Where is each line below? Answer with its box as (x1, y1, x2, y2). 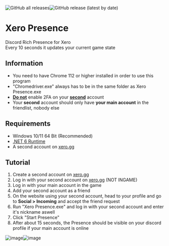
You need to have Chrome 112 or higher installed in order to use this (12, 72, 154, 78)
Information (5, 59, 44, 68)
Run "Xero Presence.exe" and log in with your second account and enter (12, 204, 164, 210)
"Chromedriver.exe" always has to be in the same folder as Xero (12, 83, 146, 89)
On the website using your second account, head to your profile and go (12, 193, 162, 199)
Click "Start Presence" (12, 215, 60, 221)
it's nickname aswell (12, 209, 55, 215)
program (12, 78, 31, 84)
